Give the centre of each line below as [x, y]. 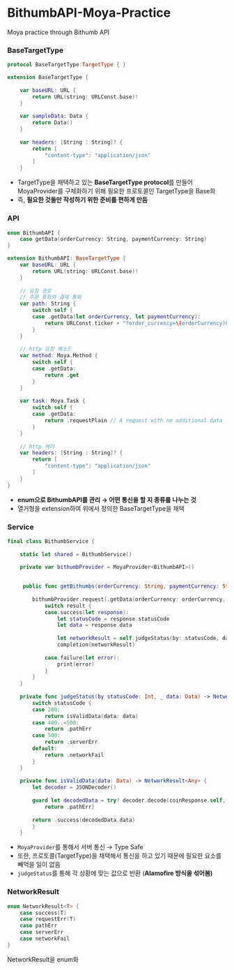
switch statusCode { [62, 703]
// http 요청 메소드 [46, 349]
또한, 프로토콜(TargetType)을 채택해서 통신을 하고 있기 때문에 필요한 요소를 [119, 856]
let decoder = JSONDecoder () [75, 788]
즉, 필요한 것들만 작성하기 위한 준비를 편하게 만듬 [83, 200]
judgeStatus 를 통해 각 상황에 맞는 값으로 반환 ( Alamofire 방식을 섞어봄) [115, 873]
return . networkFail [74, 755]
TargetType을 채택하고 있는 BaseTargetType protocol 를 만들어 [105, 182]
